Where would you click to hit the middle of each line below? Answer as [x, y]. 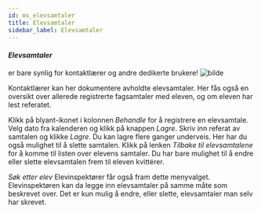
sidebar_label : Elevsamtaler [56, 30]
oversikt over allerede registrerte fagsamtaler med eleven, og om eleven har [130, 96]
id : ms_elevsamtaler [42, 15]
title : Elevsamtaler [42, 23]
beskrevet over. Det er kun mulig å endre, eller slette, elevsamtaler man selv [130, 193]
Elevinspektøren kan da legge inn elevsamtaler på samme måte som [118, 185]
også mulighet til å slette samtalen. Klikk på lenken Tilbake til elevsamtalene [130, 145]
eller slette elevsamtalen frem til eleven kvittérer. [86, 161]
